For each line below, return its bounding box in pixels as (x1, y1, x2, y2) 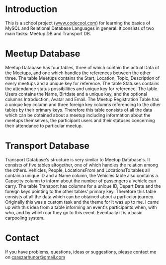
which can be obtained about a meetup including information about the (5, 112, 151, 118)
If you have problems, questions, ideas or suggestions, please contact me (5, 249, 157, 255)
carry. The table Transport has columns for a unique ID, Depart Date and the (5, 183, 161, 189)
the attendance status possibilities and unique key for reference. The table (5, 86, 158, 92)
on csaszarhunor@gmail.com (5, 254, 66, 260)
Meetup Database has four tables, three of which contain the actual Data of (5, 64, 160, 70)
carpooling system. (5, 215, 45, 221)
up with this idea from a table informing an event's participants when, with (5, 204, 157, 210)
